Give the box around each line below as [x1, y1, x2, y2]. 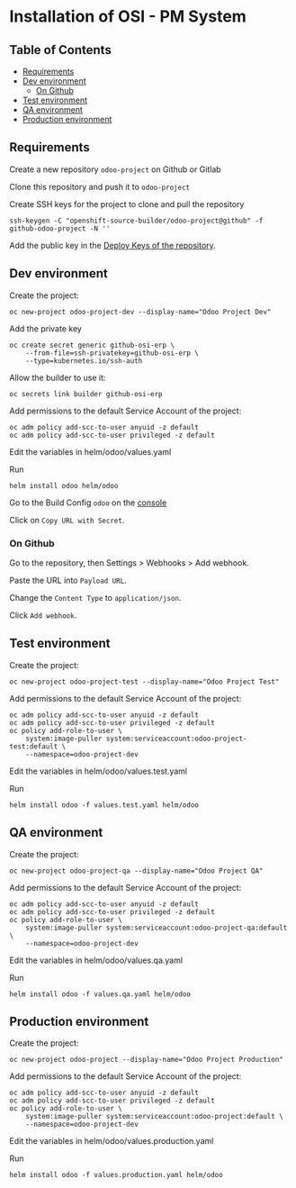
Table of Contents [9, 42, 112, 58]
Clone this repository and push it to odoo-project [9, 181, 191, 192]
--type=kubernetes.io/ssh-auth [25, 356, 143, 366]
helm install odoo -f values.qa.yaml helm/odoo [9, 989, 192, 999]
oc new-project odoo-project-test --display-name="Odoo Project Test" [9, 677, 280, 686]
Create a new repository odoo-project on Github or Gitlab [9, 164, 222, 175]
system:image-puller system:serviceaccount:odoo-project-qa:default [25, 923, 288, 932]
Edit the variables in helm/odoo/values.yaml [9, 446, 172, 457]
